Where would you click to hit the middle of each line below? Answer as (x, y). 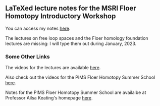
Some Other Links (28, 57)
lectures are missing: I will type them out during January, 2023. (71, 43)
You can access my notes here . (38, 28)
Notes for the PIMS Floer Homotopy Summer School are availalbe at (76, 92)
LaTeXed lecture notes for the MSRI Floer (71, 8)
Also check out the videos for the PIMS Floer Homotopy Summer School (80, 77)
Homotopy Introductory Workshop (61, 16)
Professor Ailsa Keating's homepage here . (49, 98)
